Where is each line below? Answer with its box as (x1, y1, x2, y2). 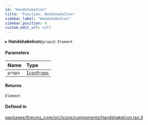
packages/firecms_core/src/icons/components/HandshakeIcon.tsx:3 (5, 114, 143, 120)
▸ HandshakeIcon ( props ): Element (5, 38, 73, 44)
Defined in (5, 104, 27, 109)
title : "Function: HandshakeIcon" (5, 12, 76, 17)
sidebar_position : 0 (5, 20, 47, 26)
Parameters (5, 50, 29, 55)
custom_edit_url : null (5, 25, 51, 30)
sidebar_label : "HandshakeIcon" (5, 16, 71, 21)
